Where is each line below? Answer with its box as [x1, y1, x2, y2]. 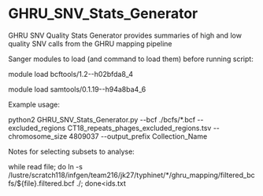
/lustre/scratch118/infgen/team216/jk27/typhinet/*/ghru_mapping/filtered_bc [8, 170, 256, 180]
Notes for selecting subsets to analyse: [8, 147, 135, 156]
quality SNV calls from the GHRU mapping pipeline [8, 38, 172, 48]
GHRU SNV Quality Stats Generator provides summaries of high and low [8, 31, 243, 40]
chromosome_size [8, 131, 68, 141]
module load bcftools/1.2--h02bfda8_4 [8, 69, 134, 78]
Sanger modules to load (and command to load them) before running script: [8, 54, 254, 64]
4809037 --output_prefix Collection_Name [69, 131, 208, 141]
